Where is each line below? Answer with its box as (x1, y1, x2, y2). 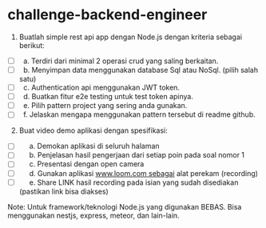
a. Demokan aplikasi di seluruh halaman (29, 142, 161, 151)
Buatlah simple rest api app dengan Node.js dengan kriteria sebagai (18, 32, 243, 42)
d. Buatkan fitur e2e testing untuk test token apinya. (22, 92, 193, 102)
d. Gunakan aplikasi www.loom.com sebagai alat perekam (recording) (29, 168, 259, 178)
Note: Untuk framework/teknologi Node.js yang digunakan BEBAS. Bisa (7, 202, 242, 211)
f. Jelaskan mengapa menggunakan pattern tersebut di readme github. (22, 110, 256, 119)
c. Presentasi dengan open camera (29, 159, 145, 169)
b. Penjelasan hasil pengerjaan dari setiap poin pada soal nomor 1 (29, 150, 245, 160)
